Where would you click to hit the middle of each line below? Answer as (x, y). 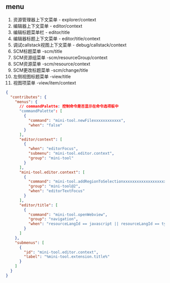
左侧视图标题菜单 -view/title (42, 76)
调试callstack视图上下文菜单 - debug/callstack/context (70, 45)
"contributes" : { (29, 97)
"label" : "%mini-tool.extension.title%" (67, 257)
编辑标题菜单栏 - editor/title (41, 32)
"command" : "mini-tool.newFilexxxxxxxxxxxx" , (77, 121)
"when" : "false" (45, 125)
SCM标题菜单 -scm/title (38, 51)
